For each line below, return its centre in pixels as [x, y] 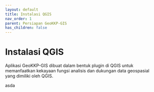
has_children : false [26, 28]
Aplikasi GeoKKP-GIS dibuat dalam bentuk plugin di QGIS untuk [69, 66]
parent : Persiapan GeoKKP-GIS [36, 23]
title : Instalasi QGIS [28, 14]
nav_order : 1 [18, 19]
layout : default [22, 10]
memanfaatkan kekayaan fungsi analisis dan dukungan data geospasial [77, 71]
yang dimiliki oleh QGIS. [29, 76]
